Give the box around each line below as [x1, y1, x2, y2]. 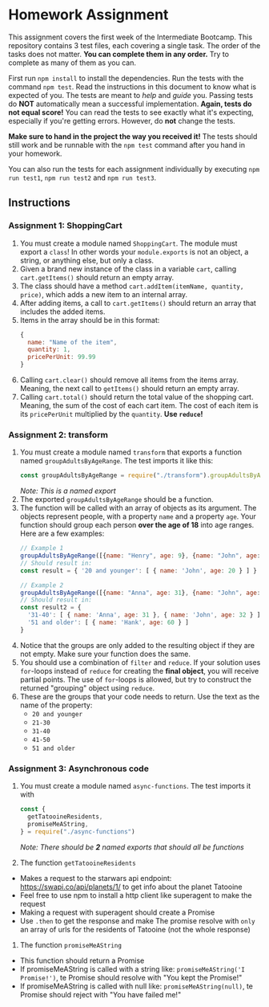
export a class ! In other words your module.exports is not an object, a [19, 247, 249, 256]
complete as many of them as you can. [8, 58, 136, 67]
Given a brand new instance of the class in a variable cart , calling [19, 263, 237, 274]
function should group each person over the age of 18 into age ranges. [19, 520, 255, 530]
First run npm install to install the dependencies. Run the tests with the [8, 73, 244, 83]
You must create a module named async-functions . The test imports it [19, 781, 251, 791]
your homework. [8, 149, 62, 158]
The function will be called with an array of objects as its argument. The [19, 503, 257, 513]
